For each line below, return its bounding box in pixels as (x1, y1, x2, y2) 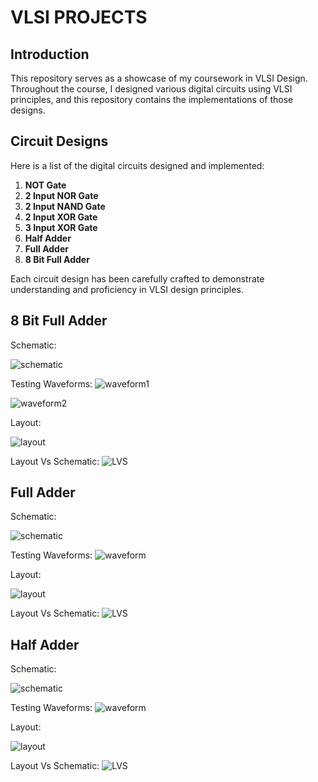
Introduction (10, 46, 90, 63)
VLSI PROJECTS (10, 6, 148, 29)
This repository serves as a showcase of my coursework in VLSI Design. (10, 72, 308, 84)
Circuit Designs (10, 133, 109, 150)
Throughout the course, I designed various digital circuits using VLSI (10, 83, 293, 95)
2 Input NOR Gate (24, 189, 99, 201)
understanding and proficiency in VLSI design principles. (10, 283, 244, 295)
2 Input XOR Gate (24, 211, 98, 223)
